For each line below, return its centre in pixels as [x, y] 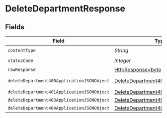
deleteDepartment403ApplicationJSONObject [59, 100]
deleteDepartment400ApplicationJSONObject [59, 81]
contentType [22, 50]
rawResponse [22, 70]
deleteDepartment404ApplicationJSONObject [59, 108]
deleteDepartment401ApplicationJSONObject [59, 92]
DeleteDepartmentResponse [65, 9]
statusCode [20, 60]
